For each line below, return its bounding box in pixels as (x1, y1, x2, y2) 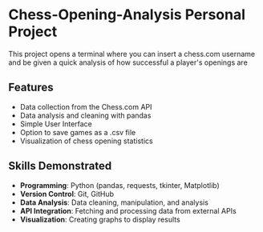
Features (8, 81, 54, 94)
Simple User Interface (19, 118, 92, 129)
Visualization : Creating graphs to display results (19, 214, 180, 224)
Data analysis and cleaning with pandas (19, 110, 152, 120)
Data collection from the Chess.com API (19, 102, 152, 111)
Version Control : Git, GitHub (19, 189, 115, 198)
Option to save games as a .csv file (19, 127, 136, 137)
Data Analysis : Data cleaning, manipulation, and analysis (19, 198, 208, 207)
